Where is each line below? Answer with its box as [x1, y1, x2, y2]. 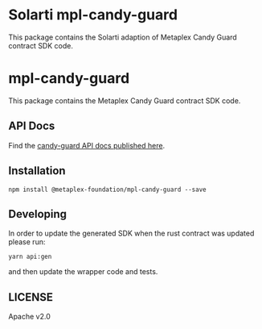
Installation [8, 164, 66, 178]
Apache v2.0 [8, 312, 51, 322]
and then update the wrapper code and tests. [8, 267, 158, 277]
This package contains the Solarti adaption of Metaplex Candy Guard [8, 32, 237, 42]
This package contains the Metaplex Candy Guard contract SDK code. [8, 95, 241, 106]
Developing [8, 207, 67, 221]
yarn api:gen [8, 252, 52, 261]
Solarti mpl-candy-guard [8, 6, 178, 24]
